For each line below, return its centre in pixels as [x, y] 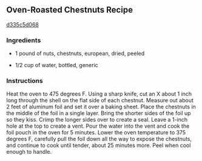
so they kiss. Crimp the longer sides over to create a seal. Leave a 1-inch [97, 120]
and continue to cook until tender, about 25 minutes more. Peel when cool [99, 145]
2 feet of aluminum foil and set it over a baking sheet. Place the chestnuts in [101, 107]
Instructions [25, 81]
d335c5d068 [23, 24]
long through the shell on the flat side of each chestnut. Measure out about [100, 100]
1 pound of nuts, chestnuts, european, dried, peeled [80, 53]
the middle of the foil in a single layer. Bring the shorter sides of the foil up [99, 113]
